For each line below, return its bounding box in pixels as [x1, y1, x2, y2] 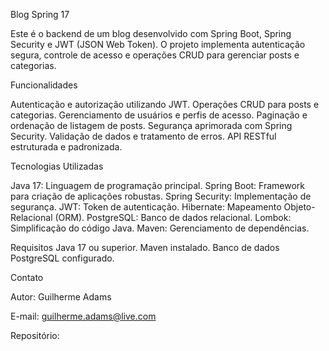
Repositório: [10, 330, 60, 341]
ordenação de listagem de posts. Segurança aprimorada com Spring [10, 120, 293, 131]
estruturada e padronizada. [10, 141, 123, 153]
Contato [10, 272, 44, 283]
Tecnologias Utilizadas [10, 160, 104, 172]
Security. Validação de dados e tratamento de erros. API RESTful [10, 130, 277, 142]
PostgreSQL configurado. [10, 252, 115, 264]
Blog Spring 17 [10, 9, 70, 20]
